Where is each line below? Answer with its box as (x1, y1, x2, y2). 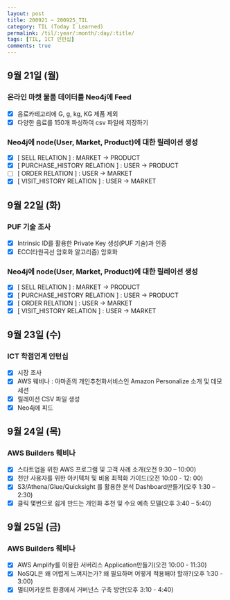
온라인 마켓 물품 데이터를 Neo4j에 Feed (7, 92, 132, 102)
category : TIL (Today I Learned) (7, 23, 104, 30)
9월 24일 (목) (7, 426, 62, 437)
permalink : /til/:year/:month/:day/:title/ (7, 29, 135, 37)
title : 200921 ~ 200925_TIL (7, 17, 89, 24)
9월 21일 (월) (7, 70, 60, 82)
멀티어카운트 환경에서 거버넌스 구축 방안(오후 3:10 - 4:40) (17, 585, 174, 594)
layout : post (7, 10, 45, 17)
